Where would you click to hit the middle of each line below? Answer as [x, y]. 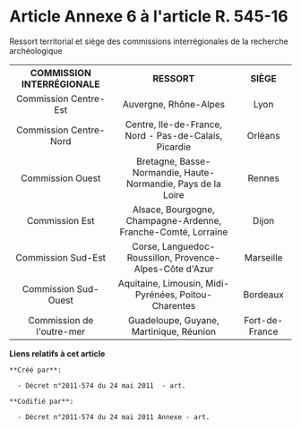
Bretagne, [156, 161]
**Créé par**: [36, 370]
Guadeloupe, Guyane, [174, 320]
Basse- [195, 161]
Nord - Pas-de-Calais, [174, 135]
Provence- [198, 257]
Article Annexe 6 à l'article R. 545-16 [149, 17]
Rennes [263, 178]
